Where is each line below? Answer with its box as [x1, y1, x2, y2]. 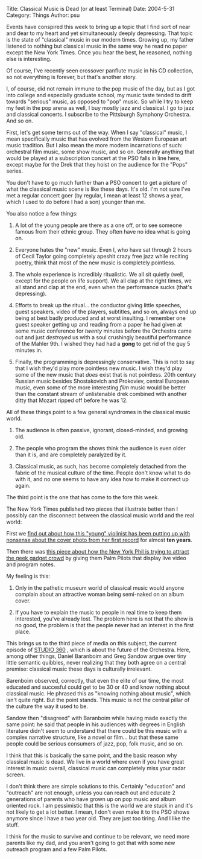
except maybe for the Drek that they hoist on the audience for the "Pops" [6, 161, 188, 168]
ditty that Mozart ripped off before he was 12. [14, 397, 128, 404]
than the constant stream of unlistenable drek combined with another [14, 391, 187, 397]
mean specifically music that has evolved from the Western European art [6, 135, 187, 142]
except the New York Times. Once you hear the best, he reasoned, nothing [6, 49, 192, 56]
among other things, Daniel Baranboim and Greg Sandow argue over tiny [6, 653, 187, 660]
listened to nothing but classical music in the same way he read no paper [6, 42, 188, 49]
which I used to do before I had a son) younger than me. [6, 199, 146, 205]
